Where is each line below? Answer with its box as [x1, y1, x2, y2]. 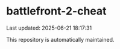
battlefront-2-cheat [6, 4, 107, 18]
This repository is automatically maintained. [6, 36, 115, 43]
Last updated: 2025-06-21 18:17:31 [6, 24, 92, 31]
